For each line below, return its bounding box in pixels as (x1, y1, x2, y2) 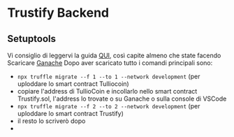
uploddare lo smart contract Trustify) (17, 110, 124, 117)
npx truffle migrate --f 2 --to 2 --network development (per (17, 102, 200, 110)
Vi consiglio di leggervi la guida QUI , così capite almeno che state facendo (7, 51, 221, 59)
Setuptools (7, 33, 56, 45)
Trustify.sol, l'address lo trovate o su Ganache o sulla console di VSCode (17, 94, 227, 103)
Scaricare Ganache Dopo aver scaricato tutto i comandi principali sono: (7, 59, 213, 67)
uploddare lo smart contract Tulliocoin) (17, 80, 129, 88)
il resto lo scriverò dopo (17, 117, 86, 125)
